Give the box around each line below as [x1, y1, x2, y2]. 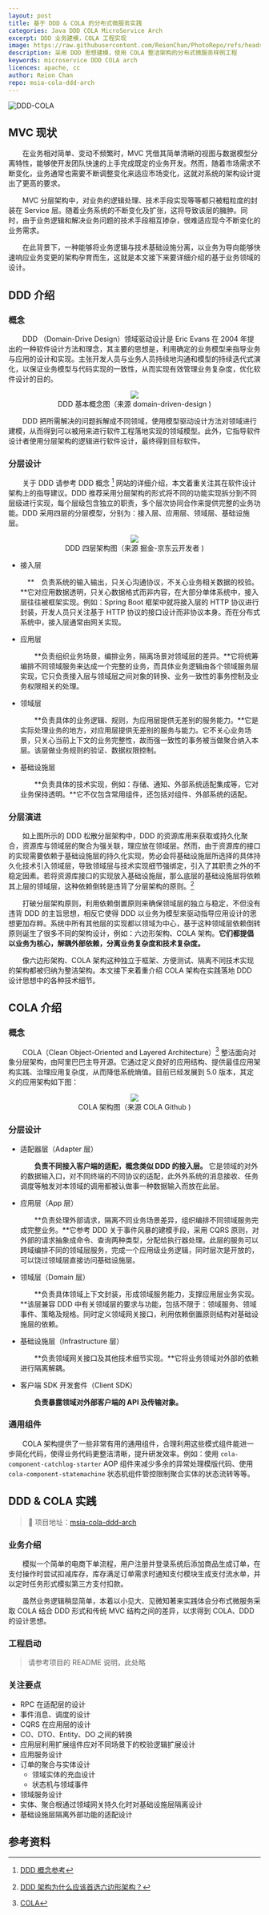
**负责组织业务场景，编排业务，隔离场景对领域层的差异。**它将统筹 [34, 651, 259, 660]
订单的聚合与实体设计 [19, 1759, 90, 1769]
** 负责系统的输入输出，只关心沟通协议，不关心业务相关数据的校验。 [26, 577, 259, 587]
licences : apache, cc [8, 64, 81, 72]
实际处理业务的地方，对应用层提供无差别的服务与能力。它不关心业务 [19, 725, 245, 735]
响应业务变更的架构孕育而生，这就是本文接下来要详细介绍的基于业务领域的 [14, 253, 261, 263]
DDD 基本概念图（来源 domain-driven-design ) [57, 399, 212, 408]
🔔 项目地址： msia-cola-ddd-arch [27, 1517, 137, 1527]
